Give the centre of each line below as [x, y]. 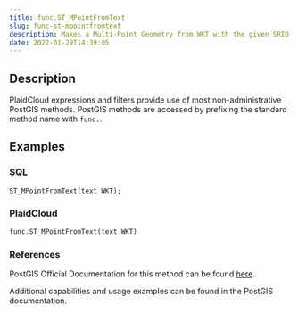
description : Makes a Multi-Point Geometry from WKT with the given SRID [149, 34]
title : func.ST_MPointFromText [67, 17]
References [35, 254]
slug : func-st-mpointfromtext [66, 26]
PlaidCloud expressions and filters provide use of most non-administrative [145, 100]
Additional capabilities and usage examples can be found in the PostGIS [141, 292]
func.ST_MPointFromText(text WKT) [74, 232]
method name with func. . [56, 119]
